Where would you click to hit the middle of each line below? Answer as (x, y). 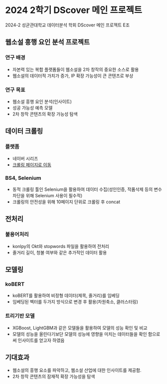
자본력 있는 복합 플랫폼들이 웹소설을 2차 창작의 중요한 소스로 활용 (76, 69)
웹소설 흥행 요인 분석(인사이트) (42, 101)
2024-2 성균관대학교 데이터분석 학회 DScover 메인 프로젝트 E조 (68, 25)
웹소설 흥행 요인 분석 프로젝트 (48, 42)
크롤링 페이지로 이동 (32, 164)
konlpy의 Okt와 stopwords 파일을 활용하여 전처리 (61, 246)
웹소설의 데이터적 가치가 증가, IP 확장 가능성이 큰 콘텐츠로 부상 (73, 76)
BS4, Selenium (23, 178)
